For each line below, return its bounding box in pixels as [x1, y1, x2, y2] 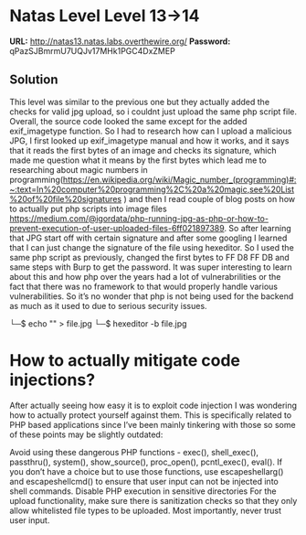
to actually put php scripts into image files [9, 203, 167, 214]
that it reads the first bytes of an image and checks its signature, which [9, 144, 277, 155]
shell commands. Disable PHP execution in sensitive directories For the [9, 486, 277, 497]
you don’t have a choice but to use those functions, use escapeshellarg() [9, 465, 284, 476]
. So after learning [223, 222, 292, 233]
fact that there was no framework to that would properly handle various [9, 281, 279, 292]
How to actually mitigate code [9, 349, 240, 370]
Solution [9, 72, 58, 88]
